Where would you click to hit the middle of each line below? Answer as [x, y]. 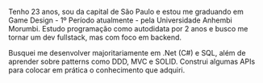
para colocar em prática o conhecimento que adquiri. [97, 70]
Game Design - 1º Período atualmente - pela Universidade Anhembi [120, 20]
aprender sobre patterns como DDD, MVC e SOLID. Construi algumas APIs [132, 61]
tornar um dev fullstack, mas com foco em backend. [95, 37]
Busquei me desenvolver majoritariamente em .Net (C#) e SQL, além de [127, 53]
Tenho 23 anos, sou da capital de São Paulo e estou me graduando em [126, 12]
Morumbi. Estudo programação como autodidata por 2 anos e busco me [128, 29]
